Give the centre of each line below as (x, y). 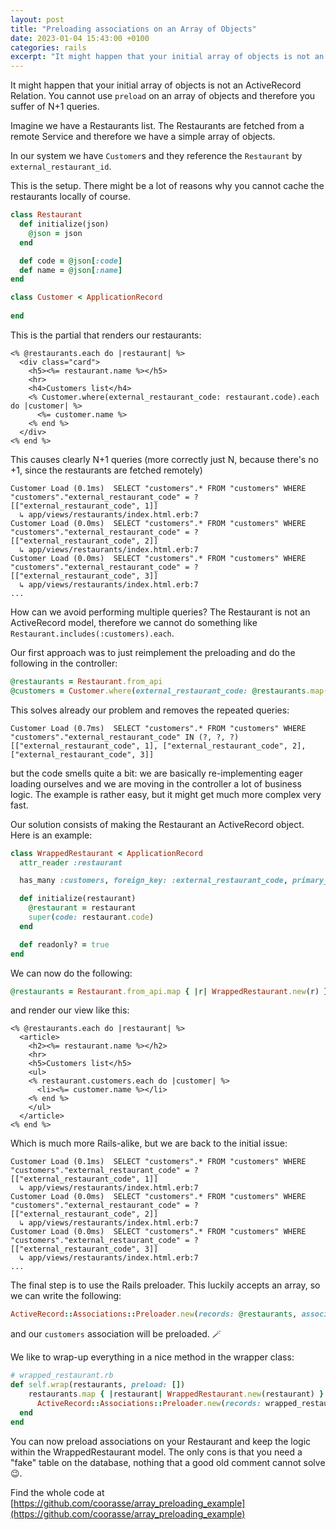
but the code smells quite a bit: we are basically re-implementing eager (156, 773)
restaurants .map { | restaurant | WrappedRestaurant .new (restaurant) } (176, 1394)
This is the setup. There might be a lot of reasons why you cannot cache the (167, 186)
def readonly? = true (64, 944)
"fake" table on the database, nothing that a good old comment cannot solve (168, 1462)
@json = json (55, 233)
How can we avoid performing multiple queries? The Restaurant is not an (160, 612)
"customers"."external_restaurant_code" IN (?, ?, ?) (125, 737)
